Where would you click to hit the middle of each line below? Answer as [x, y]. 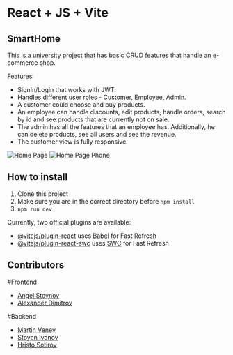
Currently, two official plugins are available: [69, 222]
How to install [38, 177]
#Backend [22, 316]
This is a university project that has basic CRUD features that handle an [109, 55]
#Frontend [22, 282]
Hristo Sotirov [37, 345]
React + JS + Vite [58, 13]
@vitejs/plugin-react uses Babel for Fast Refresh [87, 236]
